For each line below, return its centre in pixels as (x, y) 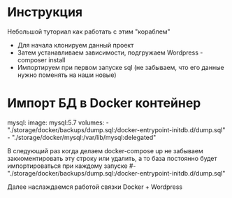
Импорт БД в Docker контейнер (104, 103)
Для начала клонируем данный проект (75, 45)
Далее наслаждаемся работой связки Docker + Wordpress (95, 187)
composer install (41, 59)
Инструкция (45, 12)
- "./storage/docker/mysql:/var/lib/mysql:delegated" (82, 137)
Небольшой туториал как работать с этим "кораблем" (89, 31)
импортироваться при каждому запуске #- (72, 166)
